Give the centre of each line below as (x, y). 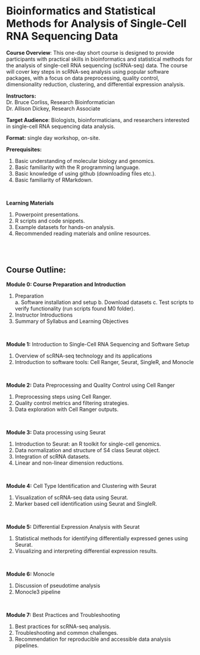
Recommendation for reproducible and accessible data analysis (93, 639)
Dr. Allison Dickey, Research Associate (53, 108)
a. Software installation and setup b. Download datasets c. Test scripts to (104, 302)
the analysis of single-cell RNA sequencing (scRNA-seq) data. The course (97, 65)
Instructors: (21, 96)
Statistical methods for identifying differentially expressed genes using (101, 538)
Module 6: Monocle (30, 574)
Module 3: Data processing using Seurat (56, 432)
